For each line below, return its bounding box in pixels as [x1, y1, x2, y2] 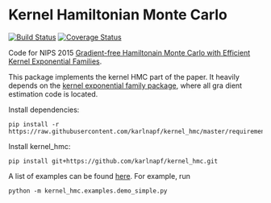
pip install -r [8, 120, 60, 128]
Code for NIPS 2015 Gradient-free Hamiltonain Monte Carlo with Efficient [8, 48, 251, 57]
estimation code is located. [8, 89, 98, 98]
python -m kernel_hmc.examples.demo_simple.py [8, 187, 168, 195]
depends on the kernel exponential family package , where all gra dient [8, 81, 243, 90]
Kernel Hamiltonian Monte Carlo [8, 6, 227, 24]
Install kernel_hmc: [8, 141, 71, 151]
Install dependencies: [8, 105, 80, 114]
